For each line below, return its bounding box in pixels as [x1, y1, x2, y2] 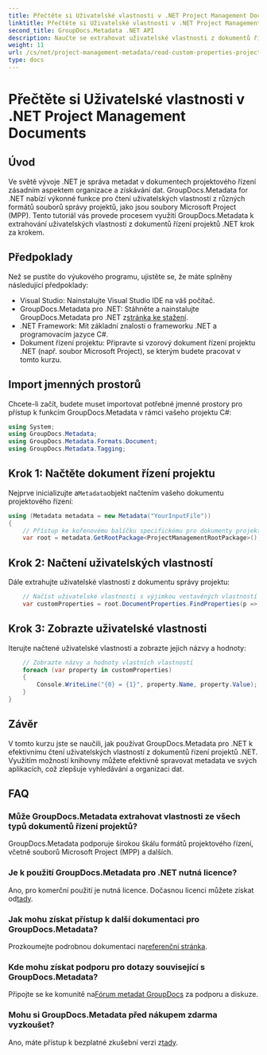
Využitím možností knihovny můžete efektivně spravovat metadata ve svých [8, 755, 257, 765]
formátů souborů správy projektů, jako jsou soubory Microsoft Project [8, 202, 237, 212]
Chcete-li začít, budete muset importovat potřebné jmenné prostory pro [8, 399, 243, 408]
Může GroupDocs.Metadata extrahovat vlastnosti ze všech [8, 811, 241, 822]
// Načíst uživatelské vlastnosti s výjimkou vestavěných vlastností [22, 593, 258, 601]
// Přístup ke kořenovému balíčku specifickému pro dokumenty [22, 527, 233, 535]
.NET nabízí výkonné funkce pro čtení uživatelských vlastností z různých [8, 193, 246, 203]
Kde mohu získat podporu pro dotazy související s [8, 961, 205, 972]
